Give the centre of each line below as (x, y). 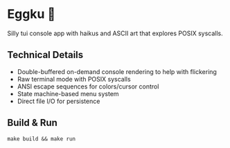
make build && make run (42, 139)
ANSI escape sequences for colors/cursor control (88, 86)
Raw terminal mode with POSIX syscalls (74, 79)
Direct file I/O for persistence (59, 101)
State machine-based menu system (68, 93)
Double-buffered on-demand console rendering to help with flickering (117, 71)
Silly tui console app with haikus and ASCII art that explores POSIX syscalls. (115, 33)
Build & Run (32, 123)
